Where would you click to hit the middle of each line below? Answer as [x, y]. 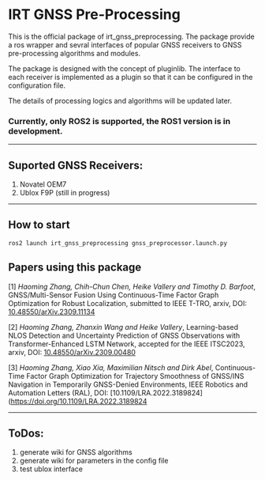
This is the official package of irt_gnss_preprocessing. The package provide [131, 36]
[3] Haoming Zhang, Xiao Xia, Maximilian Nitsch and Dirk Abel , [111, 367]
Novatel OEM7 [43, 184]
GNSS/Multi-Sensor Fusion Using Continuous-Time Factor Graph [114, 295]
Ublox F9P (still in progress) [65, 193]
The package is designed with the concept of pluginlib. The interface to [124, 68]
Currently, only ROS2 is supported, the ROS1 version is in [119, 121]
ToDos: [26, 434]
